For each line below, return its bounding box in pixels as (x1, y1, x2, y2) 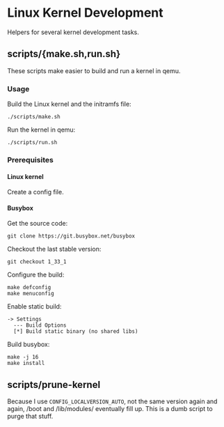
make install (7, 360, 45, 367)
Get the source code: (7, 219, 68, 228)
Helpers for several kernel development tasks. (7, 28, 139, 36)
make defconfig (7, 284, 51, 291)
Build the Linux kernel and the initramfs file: (7, 100, 131, 109)
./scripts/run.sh (7, 139, 58, 146)
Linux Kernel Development (7, 5, 163, 21)
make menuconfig (7, 290, 54, 297)
